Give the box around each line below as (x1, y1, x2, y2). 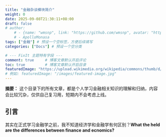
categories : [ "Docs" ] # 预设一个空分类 (5, 44, 82, 49)
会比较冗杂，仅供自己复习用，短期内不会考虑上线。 (5, 92, 109, 97)
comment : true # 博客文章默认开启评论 (5, 57, 86, 62)
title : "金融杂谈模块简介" (5, 7, 55, 12)
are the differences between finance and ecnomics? (5, 127, 115, 133)
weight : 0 (5, 12, 26, 17)
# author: (5, 26, 26, 31)
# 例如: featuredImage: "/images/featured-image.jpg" (5, 71, 117, 77)
